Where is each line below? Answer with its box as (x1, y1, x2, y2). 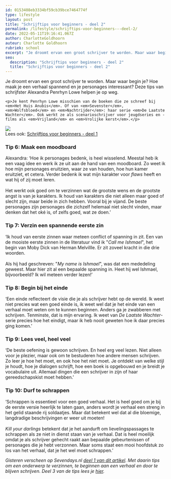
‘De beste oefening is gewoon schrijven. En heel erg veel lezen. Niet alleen (5, 347, 162, 353)
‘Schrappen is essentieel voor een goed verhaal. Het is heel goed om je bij (5, 398, 161, 405)
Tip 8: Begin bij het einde (5, 284, 68, 291)
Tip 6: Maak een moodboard (5, 144, 76, 151)
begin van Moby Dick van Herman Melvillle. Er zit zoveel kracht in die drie (5, 244, 160, 250)
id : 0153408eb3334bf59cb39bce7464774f (5, 7, 88, 13)
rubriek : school (5, 45, 40, 50)
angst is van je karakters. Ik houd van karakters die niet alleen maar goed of (5, 193, 164, 199)
